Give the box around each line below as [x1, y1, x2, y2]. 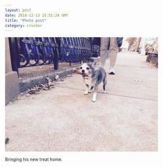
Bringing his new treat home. [5, 156, 63, 162]
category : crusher [5, 23, 42, 28]
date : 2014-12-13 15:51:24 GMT [5, 13, 68, 18]
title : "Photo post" [5, 18, 47, 23]
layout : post [5, 8, 32, 13]
